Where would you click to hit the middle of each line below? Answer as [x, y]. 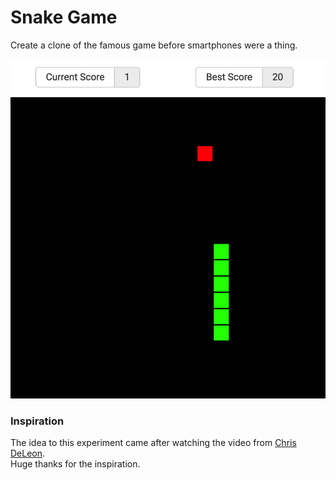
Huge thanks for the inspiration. [75, 464]
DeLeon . [28, 453]
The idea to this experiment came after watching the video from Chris [153, 443]
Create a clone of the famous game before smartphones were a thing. [154, 45]
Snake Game [64, 17]
